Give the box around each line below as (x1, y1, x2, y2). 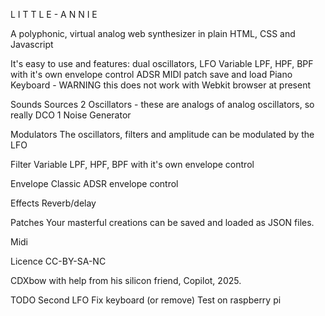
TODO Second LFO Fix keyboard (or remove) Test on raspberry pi (10, 294, 282, 306)
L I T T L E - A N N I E (10, 9, 98, 20)
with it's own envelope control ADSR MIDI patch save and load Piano (10, 69, 293, 80)
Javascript (10, 39, 54, 50)
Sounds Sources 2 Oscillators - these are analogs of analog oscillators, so (10, 99, 315, 110)
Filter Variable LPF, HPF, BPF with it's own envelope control (10, 159, 255, 170)
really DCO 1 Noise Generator (10, 109, 132, 121)
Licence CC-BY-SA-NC (10, 255, 107, 267)
